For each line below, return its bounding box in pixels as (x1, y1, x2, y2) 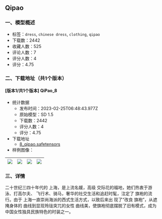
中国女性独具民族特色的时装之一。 (5, 209, 73, 215)
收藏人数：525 (12, 43, 41, 49)
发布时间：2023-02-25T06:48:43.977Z (19, 105, 98, 111)
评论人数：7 (12, 49, 36, 55)
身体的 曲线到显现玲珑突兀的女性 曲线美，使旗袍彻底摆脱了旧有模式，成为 (9, 203, 157, 209)
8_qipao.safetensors (19, 141, 61, 147)
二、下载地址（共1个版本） (5, 75, 67, 81)
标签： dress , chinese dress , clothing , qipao (12, 31, 100, 37)
